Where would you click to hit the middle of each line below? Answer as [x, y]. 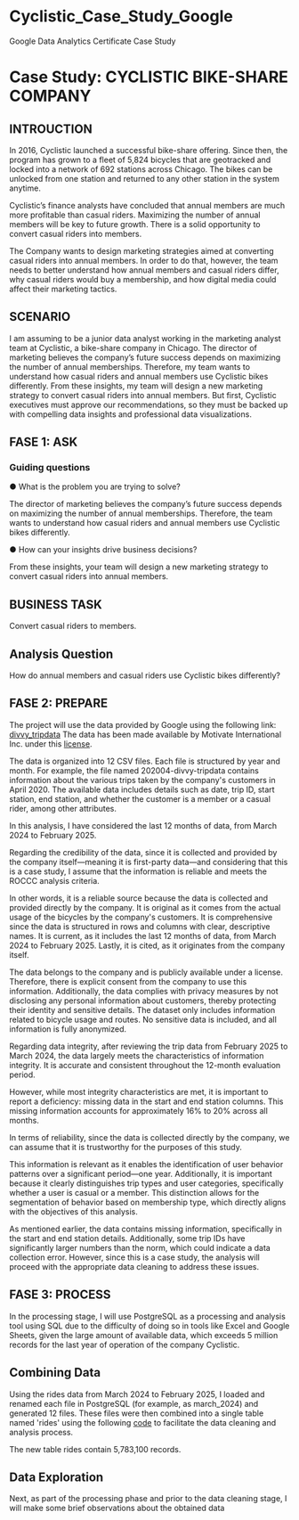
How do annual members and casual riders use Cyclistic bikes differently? [145, 675]
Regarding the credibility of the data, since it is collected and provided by [143, 852]
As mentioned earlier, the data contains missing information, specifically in [146, 1229]
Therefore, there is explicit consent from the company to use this [128, 981]
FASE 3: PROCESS [60, 1295]
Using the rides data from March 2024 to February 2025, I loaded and [137, 1394]
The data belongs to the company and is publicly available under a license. [146, 972]
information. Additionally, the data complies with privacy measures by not [144, 991]
